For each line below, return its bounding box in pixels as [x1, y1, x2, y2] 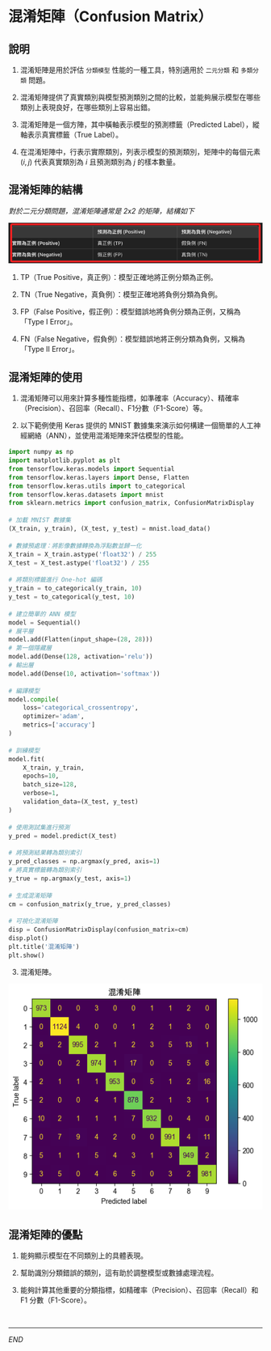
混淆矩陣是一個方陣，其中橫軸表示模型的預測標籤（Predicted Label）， [19, 120, 252, 129]
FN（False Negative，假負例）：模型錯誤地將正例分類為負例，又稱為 [19, 334, 246, 344]
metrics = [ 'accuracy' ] [23, 721, 95, 729]
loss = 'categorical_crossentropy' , [23, 704, 139, 712]
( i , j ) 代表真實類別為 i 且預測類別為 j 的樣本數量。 [19, 157, 180, 167]
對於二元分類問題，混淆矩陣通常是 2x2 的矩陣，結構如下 [8, 205, 195, 215]
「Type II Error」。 [19, 345, 79, 354]
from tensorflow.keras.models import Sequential [8, 464, 175, 473]
